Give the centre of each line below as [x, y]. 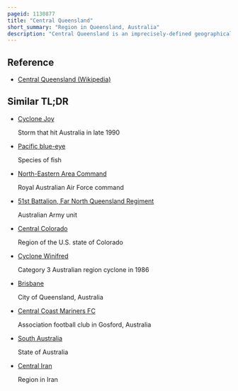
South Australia [40, 338]
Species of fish [40, 159]
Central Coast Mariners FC [56, 311]
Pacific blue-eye [41, 146]
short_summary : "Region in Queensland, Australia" [84, 27]
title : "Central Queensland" [50, 21]
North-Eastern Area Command [62, 174]
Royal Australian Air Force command [70, 187]
